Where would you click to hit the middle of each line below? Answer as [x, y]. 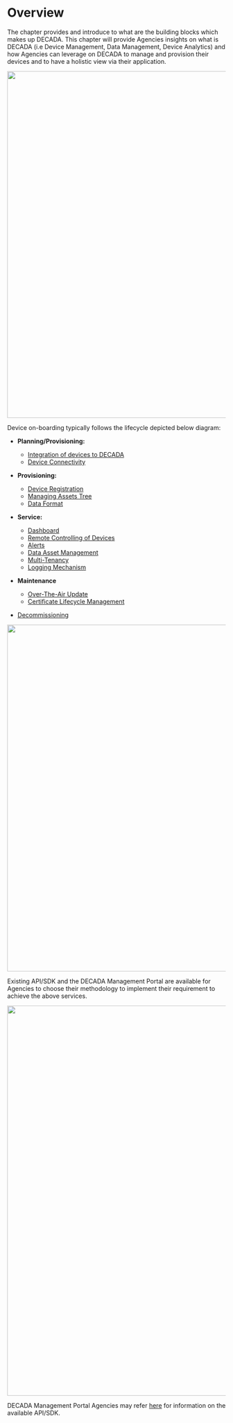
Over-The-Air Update [58, 594]
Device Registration [55, 489]
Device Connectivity [57, 462]
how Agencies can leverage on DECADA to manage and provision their [108, 54]
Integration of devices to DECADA [76, 454]
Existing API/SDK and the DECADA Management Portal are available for [109, 981]
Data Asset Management [63, 552]
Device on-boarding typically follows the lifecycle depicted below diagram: [114, 427]
